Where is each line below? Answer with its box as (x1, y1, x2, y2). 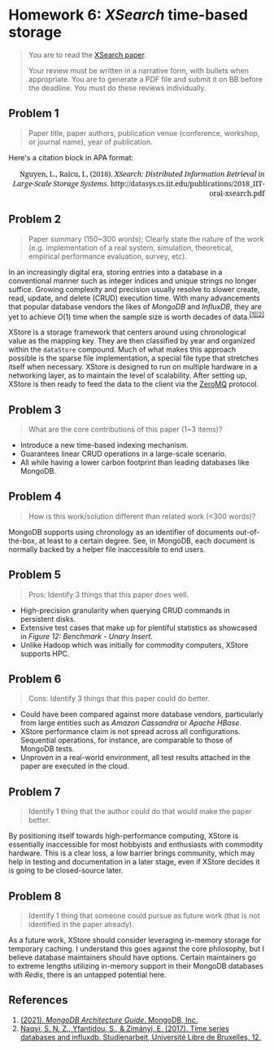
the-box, (8, 536, 37, 545)
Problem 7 (8, 785, 61, 798)
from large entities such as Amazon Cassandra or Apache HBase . (20, 718, 242, 728)
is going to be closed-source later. (8, 865, 124, 876)
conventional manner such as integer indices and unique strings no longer (8, 275, 257, 286)
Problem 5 (8, 568, 62, 582)
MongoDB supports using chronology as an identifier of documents (8, 527, 234, 536)
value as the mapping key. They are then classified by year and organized (8, 336, 255, 346)
